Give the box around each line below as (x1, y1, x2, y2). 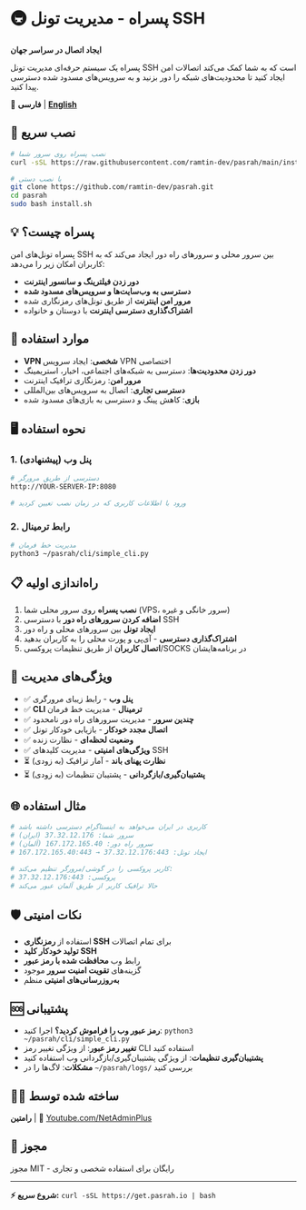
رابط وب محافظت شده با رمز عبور (23, 956, 141, 967)
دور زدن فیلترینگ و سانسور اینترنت (23, 275, 140, 287)
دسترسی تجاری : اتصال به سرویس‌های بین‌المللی (23, 384, 185, 395)
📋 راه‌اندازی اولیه (10, 575, 99, 591)
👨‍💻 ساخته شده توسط (10, 1088, 119, 1104)
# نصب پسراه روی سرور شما (10, 149, 106, 158)
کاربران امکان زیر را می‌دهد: (10, 258, 105, 269)
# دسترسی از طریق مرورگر (10, 474, 100, 483)
